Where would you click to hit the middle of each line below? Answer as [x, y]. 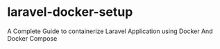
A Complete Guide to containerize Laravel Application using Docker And [110, 31]
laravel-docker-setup [70, 12]
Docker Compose [32, 38]
